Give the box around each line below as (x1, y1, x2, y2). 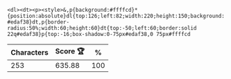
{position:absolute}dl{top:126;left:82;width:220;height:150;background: (7, 12, 225, 19)
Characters (10, 47, 49, 57)
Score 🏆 (55, 46, 85, 55)
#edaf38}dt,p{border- (7, 19, 70, 26)
